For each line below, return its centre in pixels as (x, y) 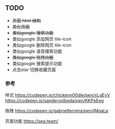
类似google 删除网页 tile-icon (42, 45)
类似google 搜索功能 (33, 33)
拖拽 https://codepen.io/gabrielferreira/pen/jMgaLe (57, 111)
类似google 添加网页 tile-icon (42, 39)
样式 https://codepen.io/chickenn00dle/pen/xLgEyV (58, 95)
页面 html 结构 (27, 20)
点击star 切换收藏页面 (34, 69)
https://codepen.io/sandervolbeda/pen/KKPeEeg (55, 101)
